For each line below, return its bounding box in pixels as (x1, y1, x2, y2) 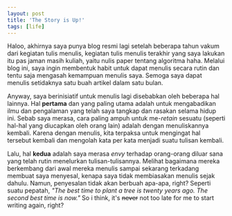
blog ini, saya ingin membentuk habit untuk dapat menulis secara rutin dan (7, 64, 220, 73)
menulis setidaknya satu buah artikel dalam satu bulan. (7, 79, 163, 87)
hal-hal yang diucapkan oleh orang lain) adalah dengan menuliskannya (7, 122, 209, 130)
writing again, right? (7, 201, 64, 210)
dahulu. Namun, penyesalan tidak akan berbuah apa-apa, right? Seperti (7, 179, 211, 188)
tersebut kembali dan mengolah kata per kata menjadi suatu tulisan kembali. (7, 136, 224, 145)
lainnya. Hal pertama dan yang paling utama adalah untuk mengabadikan (7, 100, 216, 108)
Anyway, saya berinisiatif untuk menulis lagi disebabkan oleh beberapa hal (7, 92, 220, 100)
